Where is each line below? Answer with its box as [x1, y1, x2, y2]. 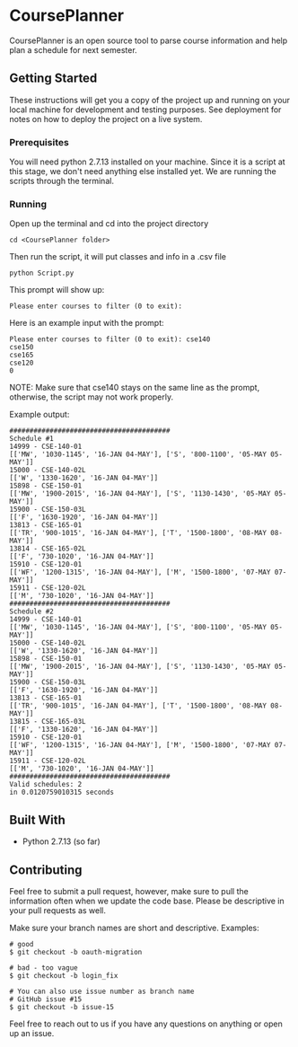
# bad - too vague [9, 963, 78, 972]
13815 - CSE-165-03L [9, 717, 87, 726]
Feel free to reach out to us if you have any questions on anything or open [9, 1018, 283, 1029]
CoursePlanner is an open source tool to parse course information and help [9, 35, 288, 46]
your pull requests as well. [9, 904, 106, 916]
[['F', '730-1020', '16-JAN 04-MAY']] [9, 552, 154, 561]
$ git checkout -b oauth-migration [9, 947, 143, 956]
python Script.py [9, 268, 74, 278]
